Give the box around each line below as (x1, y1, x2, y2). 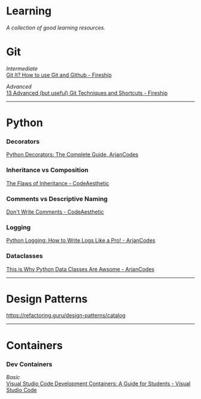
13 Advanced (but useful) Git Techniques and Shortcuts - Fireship (6, 89, 168, 97)
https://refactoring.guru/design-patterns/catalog (6, 312, 126, 319)
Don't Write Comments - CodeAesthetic (6, 208, 104, 215)
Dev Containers (6, 360, 53, 368)
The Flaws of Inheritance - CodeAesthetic (6, 179, 109, 187)
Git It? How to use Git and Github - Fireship (6, 71, 112, 79)
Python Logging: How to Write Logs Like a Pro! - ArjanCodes (6, 237, 156, 244)
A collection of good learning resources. (6, 24, 106, 31)
